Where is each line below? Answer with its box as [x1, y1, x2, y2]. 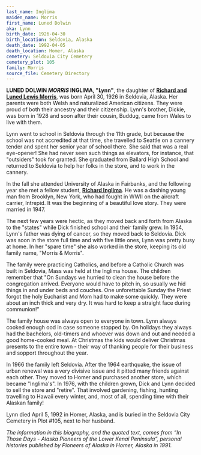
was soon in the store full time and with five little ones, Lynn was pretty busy [6, 237, 195, 244]
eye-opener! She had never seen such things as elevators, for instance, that [6, 150, 194, 157]
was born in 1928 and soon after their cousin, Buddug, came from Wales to [6, 112, 191, 120]
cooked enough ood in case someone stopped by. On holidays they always [6, 324, 192, 331]
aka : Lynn [6, 25, 31, 32]
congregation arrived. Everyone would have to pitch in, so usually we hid [6, 280, 186, 287]
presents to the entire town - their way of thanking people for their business [6, 343, 194, 350]
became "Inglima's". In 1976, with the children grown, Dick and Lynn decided [6, 380, 196, 388]
